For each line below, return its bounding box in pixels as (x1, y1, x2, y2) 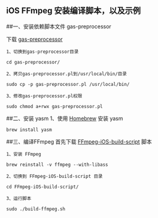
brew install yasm (6, 127, 52, 133)
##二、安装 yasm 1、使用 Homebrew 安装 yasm (6, 115, 123, 122)
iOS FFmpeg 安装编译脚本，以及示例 (6, 5, 141, 16)
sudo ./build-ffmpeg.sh (6, 206, 66, 212)
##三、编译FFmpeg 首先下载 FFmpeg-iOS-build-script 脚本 (6, 138, 152, 145)
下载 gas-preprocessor (6, 35, 63, 43)
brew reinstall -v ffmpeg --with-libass (6, 162, 109, 168)
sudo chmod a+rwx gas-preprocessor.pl (6, 103, 103, 109)
